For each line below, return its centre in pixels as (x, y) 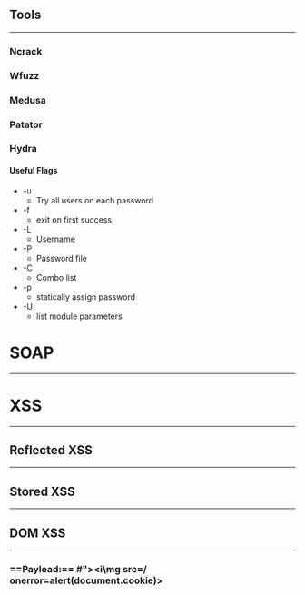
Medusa (28, 100)
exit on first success (74, 219)
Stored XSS (42, 491)
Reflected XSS (51, 450)
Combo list (56, 277)
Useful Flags (34, 171)
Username (55, 239)
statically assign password (86, 297)
